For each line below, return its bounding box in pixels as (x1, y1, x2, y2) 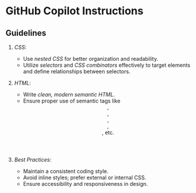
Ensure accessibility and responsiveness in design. (23, 180, 148, 187)
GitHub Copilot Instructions (5, 4, 144, 18)
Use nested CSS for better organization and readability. (23, 55, 159, 62)
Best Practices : (14, 156, 52, 163)
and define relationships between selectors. (23, 68, 131, 75)
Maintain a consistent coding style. (23, 168, 109, 175)
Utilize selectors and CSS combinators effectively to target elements (23, 61, 191, 69)
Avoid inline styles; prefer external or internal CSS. (23, 174, 147, 181)
